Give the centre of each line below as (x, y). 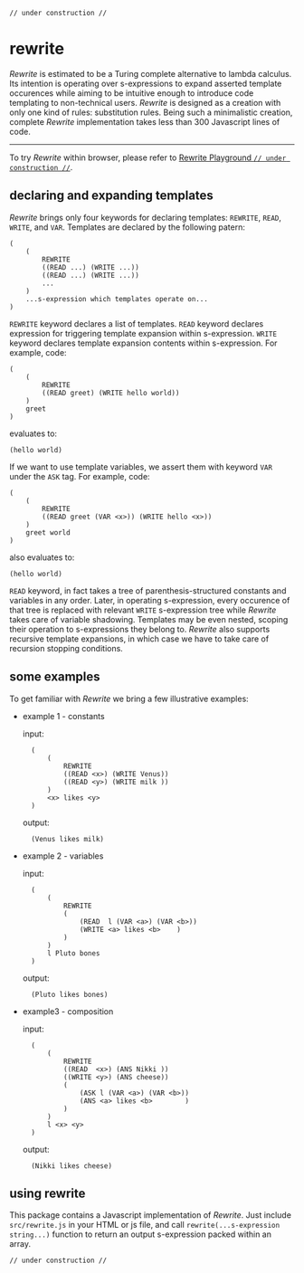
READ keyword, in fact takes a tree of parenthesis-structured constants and (148, 590)
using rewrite (47, 1193)
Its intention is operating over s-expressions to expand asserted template (146, 83)
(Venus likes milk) (67, 839)
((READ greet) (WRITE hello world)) (111, 393)
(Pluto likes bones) (70, 994)
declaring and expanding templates (112, 196)
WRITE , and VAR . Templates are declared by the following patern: (128, 227)
